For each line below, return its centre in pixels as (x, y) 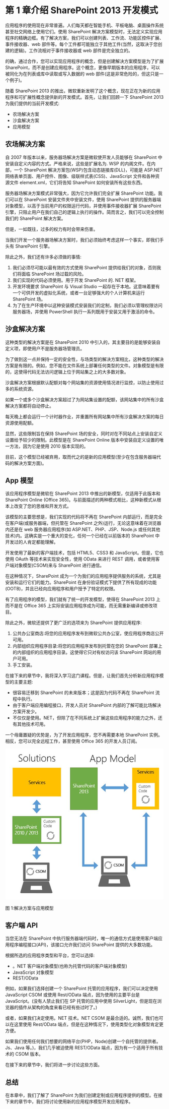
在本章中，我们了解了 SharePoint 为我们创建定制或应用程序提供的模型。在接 (84, 1095)
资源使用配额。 (21, 423)
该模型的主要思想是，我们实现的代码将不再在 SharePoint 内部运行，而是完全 (84, 517)
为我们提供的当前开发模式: (32, 103)
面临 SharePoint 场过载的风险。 (54, 274)
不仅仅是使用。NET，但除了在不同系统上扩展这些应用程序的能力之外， (85, 718)
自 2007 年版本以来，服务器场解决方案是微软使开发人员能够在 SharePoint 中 (84, 157)
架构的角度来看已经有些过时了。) (64, 1007)
